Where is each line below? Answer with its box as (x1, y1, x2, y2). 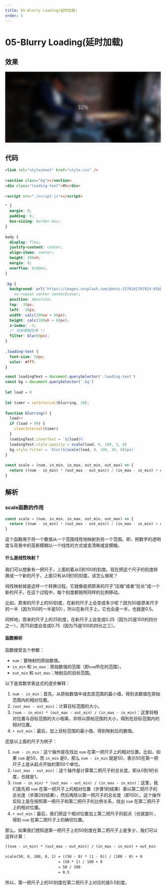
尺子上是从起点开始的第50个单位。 (12, 761, 83, 767)
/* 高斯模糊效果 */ (9, 328, 45, 333)
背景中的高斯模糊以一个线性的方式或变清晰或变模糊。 (13, 542, 122, 548)
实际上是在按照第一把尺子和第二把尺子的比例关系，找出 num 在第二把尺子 (12, 798, 161, 804)
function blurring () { (5, 410, 52, 416)
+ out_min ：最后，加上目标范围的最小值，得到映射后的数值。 (12, 728, 137, 733)
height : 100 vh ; (9, 255, 41, 260)
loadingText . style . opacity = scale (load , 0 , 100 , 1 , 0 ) (9, 442, 127, 447)
